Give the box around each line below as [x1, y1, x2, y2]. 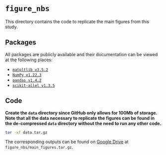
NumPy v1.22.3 [12, 73, 42, 77]
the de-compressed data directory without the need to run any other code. [5, 120, 162, 126]
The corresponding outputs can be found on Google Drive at [5, 139, 129, 145]
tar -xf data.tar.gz [5, 130, 48, 135]
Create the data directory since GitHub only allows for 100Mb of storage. [5, 110, 158, 116]
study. [5, 24, 18, 30]
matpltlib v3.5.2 [12, 67, 49, 72]
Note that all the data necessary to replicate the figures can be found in [5, 115, 155, 121]
